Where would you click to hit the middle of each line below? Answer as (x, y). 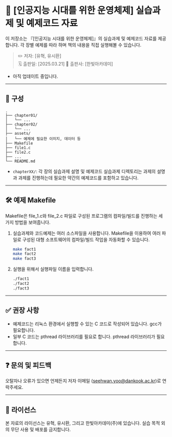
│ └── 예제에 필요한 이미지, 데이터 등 (43, 139)
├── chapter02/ (21, 124)
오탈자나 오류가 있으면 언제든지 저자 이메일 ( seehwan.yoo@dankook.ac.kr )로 (83, 381)
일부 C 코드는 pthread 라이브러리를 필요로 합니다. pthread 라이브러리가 (84, 337)
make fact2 (24, 254)
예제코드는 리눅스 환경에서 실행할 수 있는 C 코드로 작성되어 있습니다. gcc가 (87, 324)
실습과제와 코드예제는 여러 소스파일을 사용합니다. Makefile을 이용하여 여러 (87, 233)
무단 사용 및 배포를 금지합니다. (41, 430)
